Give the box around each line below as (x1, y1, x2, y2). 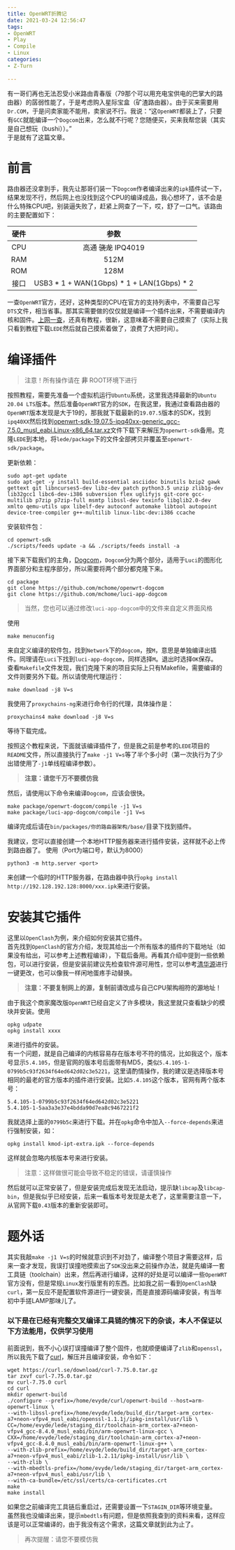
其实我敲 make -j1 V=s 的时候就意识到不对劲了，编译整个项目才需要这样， (7, 1253, 217, 1261)
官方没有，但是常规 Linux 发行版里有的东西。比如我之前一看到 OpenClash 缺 (7, 1279, 217, 1288)
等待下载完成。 (7, 727, 50, 735)
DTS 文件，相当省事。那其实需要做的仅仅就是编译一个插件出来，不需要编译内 (7, 306, 225, 316)
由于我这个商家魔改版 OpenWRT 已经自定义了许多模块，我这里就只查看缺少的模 (7, 999, 226, 1007)
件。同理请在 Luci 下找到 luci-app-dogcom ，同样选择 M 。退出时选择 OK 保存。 (7, 655, 218, 663)
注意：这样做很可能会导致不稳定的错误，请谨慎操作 (24, 1168, 172, 1177)
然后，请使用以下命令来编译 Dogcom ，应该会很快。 (7, 789, 149, 797)
